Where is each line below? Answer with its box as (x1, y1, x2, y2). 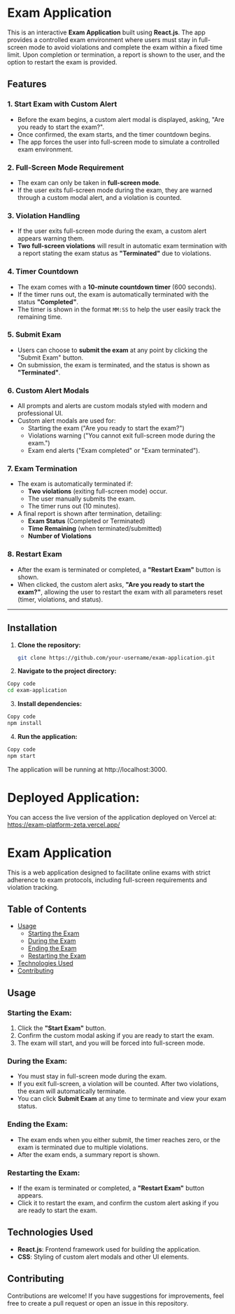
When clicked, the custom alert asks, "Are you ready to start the (17, 580, 205, 588)
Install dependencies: (17, 700, 83, 708)
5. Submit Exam (7, 330, 62, 339)
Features (7, 79, 47, 90)
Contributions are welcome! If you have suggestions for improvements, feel (7, 1292, 225, 1300)
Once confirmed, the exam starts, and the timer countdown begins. (17, 130, 211, 138)
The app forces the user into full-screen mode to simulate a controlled (17, 137, 220, 146)
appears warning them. (17, 234, 85, 243)
